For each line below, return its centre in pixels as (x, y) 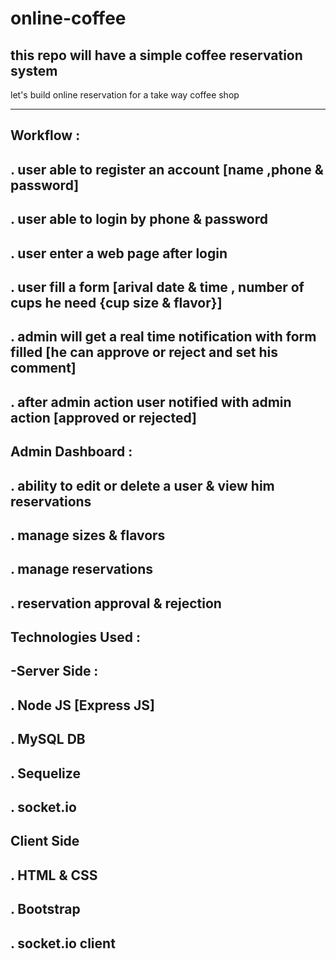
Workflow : (45, 135)
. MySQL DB (48, 739)
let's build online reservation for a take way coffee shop (125, 95)
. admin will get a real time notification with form (163, 337)
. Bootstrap (45, 909)
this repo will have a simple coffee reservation (156, 55)
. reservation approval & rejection (116, 603)
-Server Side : (54, 671)
